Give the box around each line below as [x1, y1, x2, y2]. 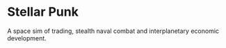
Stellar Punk [7, 4, 79, 20]
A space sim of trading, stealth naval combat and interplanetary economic [7, 27, 220, 35]
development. [7, 34, 47, 42]
